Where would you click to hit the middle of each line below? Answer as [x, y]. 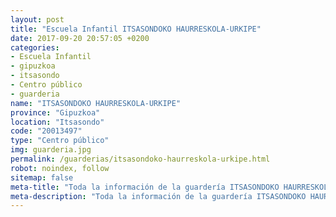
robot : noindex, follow [60, 168]
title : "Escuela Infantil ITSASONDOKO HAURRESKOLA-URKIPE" [136, 29]
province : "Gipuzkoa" [55, 112]
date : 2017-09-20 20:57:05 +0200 [80, 38]
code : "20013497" [46, 131]
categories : [35, 47]
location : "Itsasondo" [57, 122]
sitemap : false [42, 177]
